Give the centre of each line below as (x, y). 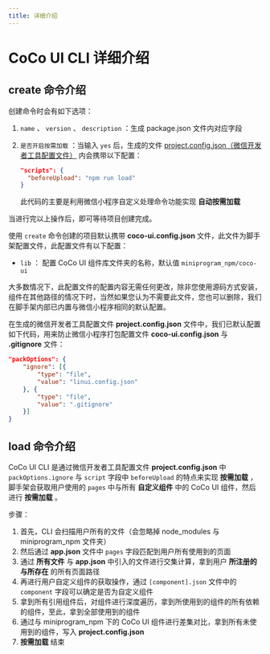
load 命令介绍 (42, 446)
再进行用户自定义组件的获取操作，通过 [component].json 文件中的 (128, 581)
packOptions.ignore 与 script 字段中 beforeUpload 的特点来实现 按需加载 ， (133, 477)
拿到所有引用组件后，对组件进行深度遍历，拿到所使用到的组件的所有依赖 (139, 601)
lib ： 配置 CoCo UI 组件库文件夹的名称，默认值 (100, 263)
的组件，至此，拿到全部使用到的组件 (80, 611)
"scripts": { (42, 170)
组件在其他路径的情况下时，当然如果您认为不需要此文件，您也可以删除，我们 (135, 297)
